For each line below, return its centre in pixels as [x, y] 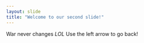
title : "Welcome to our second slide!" [55, 17]
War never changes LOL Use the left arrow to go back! [72, 34]
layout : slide [24, 11]
